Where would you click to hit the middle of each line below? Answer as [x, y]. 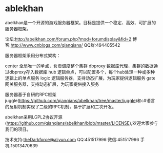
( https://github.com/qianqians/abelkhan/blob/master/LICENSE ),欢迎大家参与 [82, 123]
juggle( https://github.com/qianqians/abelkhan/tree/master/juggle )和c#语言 [80, 100]
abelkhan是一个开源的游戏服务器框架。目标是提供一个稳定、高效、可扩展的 [81, 22]
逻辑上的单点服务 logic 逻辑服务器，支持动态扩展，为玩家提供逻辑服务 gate [80, 78]
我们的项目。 [18, 129]
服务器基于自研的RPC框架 [31, 94]
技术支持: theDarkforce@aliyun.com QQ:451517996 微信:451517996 [72, 139]
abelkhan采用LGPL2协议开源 [34, 117]
